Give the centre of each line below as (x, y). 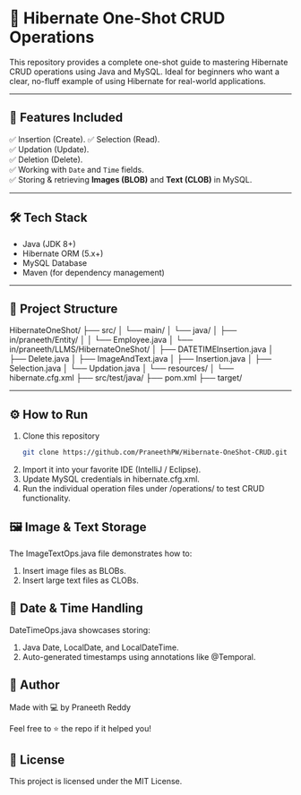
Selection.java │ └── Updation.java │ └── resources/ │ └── (122, 368)
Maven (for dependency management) (94, 272)
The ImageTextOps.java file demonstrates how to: (101, 553)
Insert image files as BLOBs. (74, 570)
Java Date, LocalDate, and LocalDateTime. (100, 647)
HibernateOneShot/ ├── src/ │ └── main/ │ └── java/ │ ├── (123, 330)
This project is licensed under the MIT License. (96, 782)
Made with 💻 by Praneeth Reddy (70, 707)
